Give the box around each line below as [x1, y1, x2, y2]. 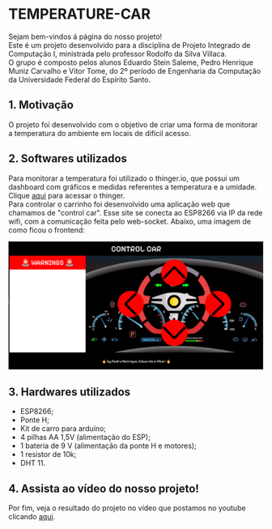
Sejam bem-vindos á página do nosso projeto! [8, 32, 163, 41]
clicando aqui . [8, 512, 56, 522]
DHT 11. [19, 459, 46, 468]
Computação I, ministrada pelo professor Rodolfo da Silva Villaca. [8, 49, 227, 58]
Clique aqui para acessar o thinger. [8, 190, 125, 200]
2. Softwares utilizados [8, 151, 128, 166]
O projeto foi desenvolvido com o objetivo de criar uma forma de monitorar [8, 119, 258, 130]
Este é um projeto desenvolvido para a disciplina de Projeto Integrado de [8, 40, 251, 49]
